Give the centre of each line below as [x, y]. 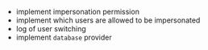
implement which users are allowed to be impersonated [108, 20]
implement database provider [64, 37]
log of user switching [51, 29]
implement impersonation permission [77, 12]
